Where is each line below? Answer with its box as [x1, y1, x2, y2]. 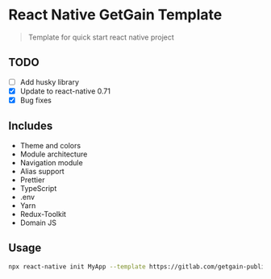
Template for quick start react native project [27, 32, 175, 42]
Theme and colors [19, 140, 81, 150]
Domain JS [19, 218, 56, 227]
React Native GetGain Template [8, 6, 223, 24]
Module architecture [19, 149, 88, 159]
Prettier [19, 175, 45, 185]
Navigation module [19, 157, 83, 167]
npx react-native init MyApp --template [8, 262, 147, 271]
